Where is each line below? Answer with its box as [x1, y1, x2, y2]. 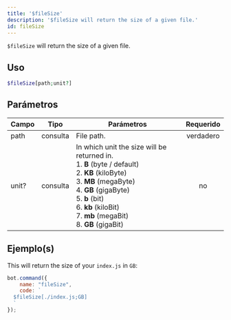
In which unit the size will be [76, 142, 167, 151]
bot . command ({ [7, 275, 48, 281]
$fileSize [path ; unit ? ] [7, 80, 72, 87]
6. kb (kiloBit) [76, 202, 120, 212]
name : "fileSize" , [19, 281, 72, 288]
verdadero [186, 131, 220, 140]
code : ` [19, 287, 41, 295]
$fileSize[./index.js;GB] [13, 294, 88, 301]
